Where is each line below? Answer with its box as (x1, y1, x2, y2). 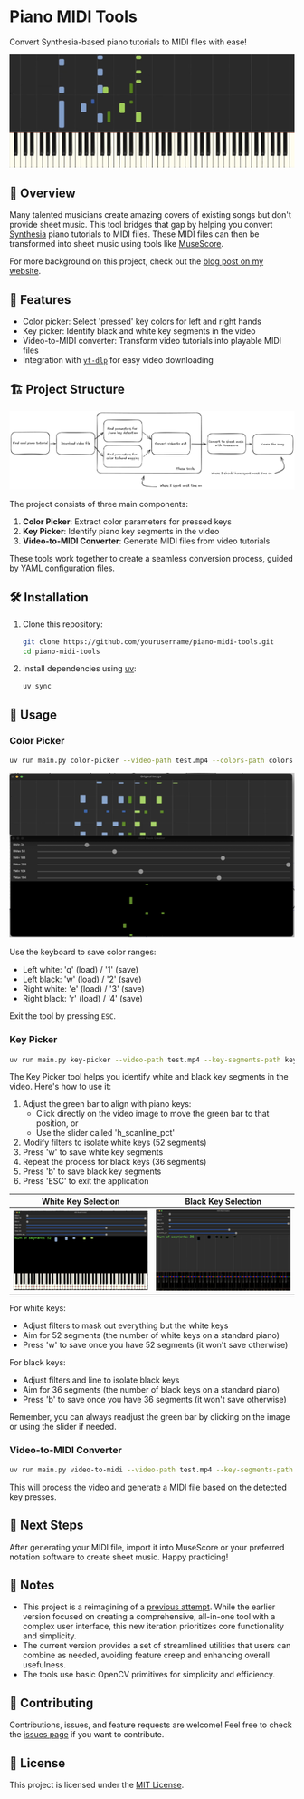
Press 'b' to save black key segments (22, 1166, 162, 1177)
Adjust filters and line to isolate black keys (22, 1374, 180, 1385)
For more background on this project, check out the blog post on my (9, 256, 264, 267)
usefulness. (22, 1659, 66, 1670)
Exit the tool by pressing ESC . (9, 1011, 116, 1022)
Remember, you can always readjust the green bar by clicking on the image (9, 1411, 290, 1422)
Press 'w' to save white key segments (22, 1147, 164, 1158)
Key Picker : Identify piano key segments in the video (22, 525, 220, 536)
